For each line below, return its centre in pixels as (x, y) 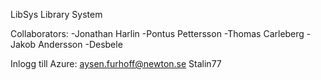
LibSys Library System (56, 14)
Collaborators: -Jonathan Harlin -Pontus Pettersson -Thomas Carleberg (157, 33)
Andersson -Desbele (80, 44)
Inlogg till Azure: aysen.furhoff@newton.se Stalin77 (116, 63)
